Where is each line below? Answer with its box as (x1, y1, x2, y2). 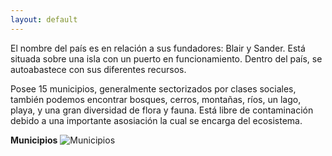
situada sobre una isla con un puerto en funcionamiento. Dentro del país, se (10, 52, 323, 65)
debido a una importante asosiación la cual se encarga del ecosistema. (10, 114, 303, 126)
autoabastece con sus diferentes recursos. (10, 63, 187, 75)
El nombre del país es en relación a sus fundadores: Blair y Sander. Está (10, 42, 306, 54)
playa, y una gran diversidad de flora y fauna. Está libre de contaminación (10, 104, 314, 116)
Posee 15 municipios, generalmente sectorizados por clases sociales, (10, 82, 297, 95)
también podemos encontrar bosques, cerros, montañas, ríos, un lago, (10, 93, 302, 105)
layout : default (10, 14, 78, 25)
